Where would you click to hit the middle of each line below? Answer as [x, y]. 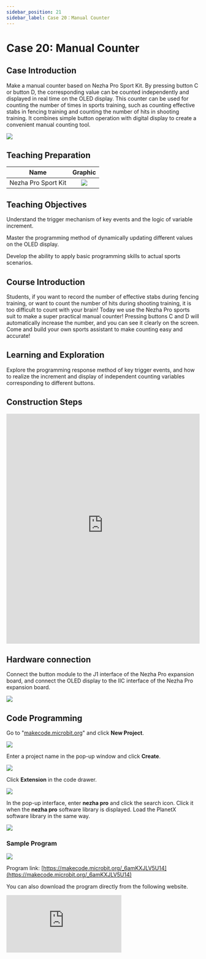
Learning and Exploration [55, 355]
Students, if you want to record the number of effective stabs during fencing [103, 296]
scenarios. [20, 263]
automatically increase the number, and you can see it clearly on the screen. [103, 323]
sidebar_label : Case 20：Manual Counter [58, 18]
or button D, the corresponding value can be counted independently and [98, 92]
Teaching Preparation [48, 155]
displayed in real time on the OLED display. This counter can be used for [97, 98]
